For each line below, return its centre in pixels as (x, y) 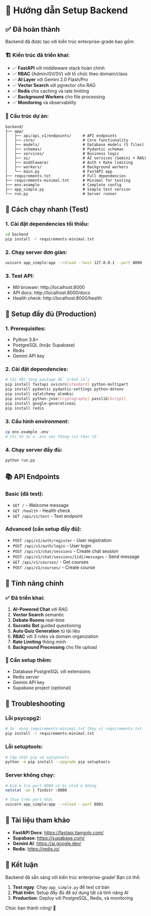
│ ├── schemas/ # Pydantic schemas (65, 149)
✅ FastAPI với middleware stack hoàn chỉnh (59, 68)
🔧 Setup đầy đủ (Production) (51, 314)
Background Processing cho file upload (55, 647)
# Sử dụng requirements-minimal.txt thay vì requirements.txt (74, 729)
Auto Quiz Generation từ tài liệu (46, 631)
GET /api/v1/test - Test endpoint (48, 516)
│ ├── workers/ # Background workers (67, 167)
